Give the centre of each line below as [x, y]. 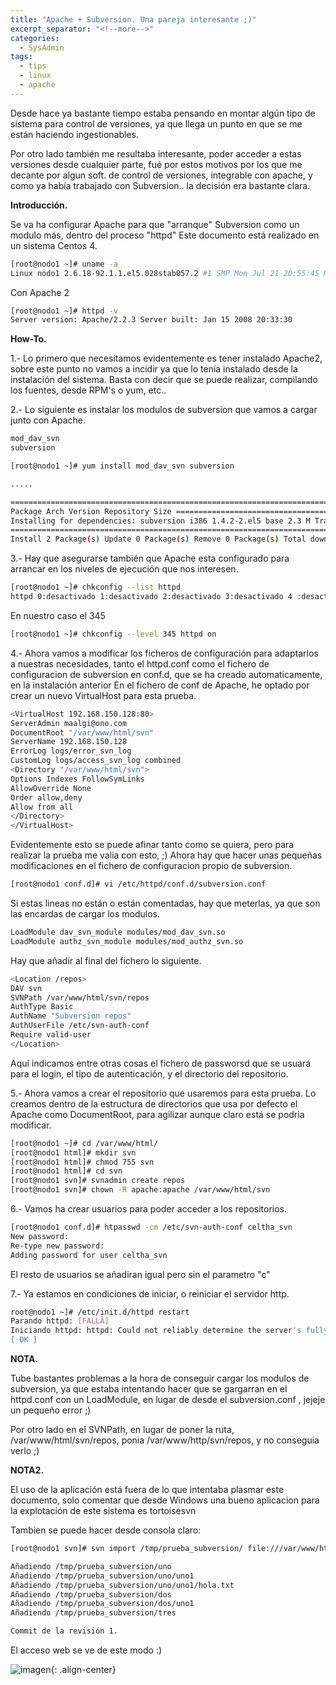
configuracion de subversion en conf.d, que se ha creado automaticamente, [166, 674]
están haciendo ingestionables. [74, 134]
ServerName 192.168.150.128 [69, 742]
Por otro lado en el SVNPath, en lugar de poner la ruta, [122, 1429]
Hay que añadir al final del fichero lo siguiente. [106, 960]
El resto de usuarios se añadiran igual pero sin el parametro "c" [140, 1274]
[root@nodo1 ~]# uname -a [64, 264]
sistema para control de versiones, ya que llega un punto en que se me [156, 123]
